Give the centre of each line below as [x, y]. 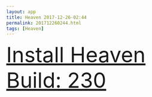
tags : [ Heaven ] [25, 28]
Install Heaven [76, 55]
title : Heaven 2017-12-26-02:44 [46, 17]
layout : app [21, 12]
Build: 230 [56, 80]
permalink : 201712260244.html [44, 23]
